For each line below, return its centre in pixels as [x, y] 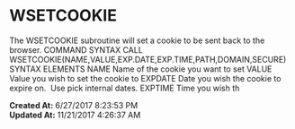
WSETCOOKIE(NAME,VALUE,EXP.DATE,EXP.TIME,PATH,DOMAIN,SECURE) [148, 59]
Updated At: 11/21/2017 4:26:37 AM [75, 115]
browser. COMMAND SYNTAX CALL [76, 49]
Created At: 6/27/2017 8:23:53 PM [74, 105]
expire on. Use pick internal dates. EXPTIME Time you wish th [125, 88]
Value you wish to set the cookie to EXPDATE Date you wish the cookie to [145, 78]
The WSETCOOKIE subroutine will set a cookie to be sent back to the [137, 40]
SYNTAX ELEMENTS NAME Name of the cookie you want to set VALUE [141, 69]
